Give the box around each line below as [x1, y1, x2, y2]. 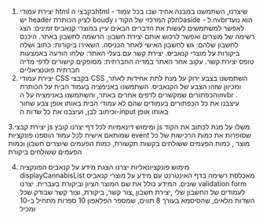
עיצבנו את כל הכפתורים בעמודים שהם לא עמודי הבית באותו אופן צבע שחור [19, 98, 239, 108]
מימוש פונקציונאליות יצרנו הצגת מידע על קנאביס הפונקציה [19, 163, 190, 171]
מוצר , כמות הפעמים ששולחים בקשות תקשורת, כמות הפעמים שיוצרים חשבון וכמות [8, 139, 250, 148]
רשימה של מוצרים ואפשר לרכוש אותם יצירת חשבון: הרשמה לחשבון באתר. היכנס [19, 31, 255, 41]
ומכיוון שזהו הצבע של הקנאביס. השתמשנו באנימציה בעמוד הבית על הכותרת [19, 82, 242, 91]
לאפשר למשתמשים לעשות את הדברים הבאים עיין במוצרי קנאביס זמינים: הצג [19, 24, 245, 32]
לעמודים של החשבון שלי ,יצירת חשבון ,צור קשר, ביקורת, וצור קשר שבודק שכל [19, 188, 246, 196]
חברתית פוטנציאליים [19, 65, 80, 74]
